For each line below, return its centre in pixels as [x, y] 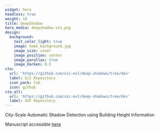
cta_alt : [14, 92]
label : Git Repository [33, 78]
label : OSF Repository [33, 101]
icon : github [23, 87]
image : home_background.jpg [42, 46]
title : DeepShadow [24, 23]
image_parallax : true [36, 60]
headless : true [21, 14]
